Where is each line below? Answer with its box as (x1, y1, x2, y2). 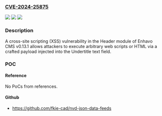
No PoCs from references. (5, 83, 58, 89)
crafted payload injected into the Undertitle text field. (5, 49, 111, 54)
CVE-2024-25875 (5, 3, 49, 10)
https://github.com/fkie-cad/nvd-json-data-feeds (12, 105, 112, 111)
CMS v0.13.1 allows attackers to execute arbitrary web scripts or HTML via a (5, 43, 158, 49)
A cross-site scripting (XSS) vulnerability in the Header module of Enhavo (5, 38, 153, 44)
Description (5, 27, 34, 34)
